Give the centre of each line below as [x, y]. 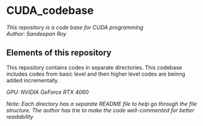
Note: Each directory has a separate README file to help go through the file [101, 104]
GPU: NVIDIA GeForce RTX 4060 [48, 92]
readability [20, 116]
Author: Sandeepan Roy [37, 33]
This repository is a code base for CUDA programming [75, 27]
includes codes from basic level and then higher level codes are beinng [96, 74]
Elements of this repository [59, 53]
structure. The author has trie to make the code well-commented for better [100, 110]
